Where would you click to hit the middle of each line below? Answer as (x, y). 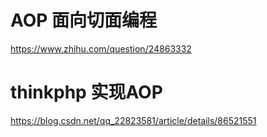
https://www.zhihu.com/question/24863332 (101, 48)
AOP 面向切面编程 (84, 20)
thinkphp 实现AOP (86, 92)
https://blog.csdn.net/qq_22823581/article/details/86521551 (133, 120)
